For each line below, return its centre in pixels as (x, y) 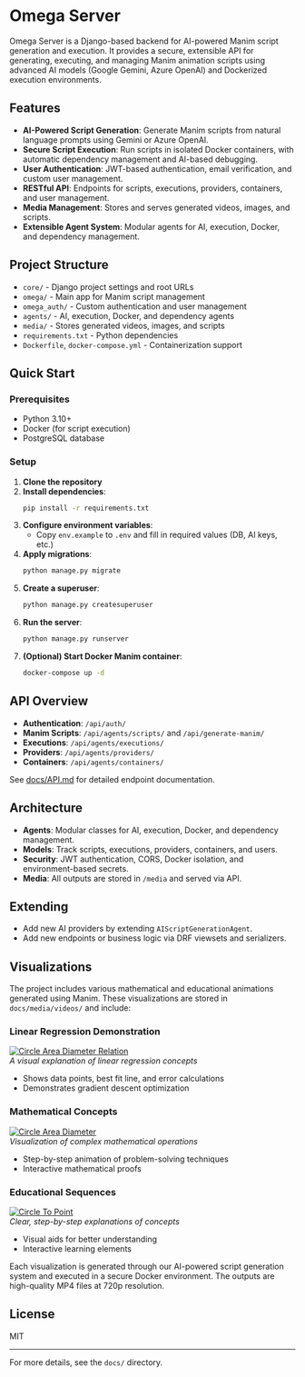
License (32, 1314)
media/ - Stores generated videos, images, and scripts (123, 325)
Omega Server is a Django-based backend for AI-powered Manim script (144, 41)
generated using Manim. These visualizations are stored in (119, 998)
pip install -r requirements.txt (86, 508)
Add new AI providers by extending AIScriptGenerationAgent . (137, 929)
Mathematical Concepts (64, 1112)
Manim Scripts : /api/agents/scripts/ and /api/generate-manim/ (143, 733)
